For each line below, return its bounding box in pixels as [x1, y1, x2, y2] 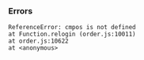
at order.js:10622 [8, 37, 69, 45]
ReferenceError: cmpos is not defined [8, 24, 136, 32]
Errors [8, 6, 33, 17]
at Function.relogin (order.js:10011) [8, 30, 136, 39]
